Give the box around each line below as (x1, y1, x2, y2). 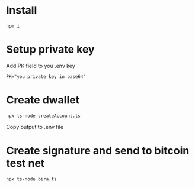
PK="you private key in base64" (6, 73, 86, 80)
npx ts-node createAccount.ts (6, 113, 81, 119)
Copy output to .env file (6, 123, 64, 130)
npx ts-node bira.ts (6, 176, 57, 182)
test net (6, 157, 45, 170)
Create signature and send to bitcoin (6, 144, 190, 157)
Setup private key (6, 43, 95, 56)
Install (6, 4, 37, 17)
